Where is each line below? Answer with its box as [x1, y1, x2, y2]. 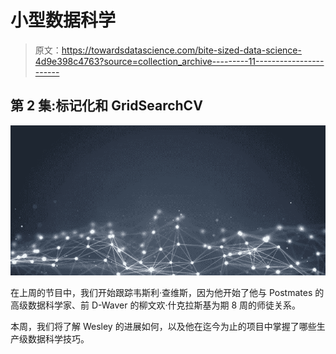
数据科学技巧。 [27, 333, 90, 345]
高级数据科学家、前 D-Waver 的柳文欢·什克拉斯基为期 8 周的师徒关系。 [10, 299, 302, 311]
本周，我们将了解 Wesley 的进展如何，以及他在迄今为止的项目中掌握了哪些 [10, 321, 317, 333]
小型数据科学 [10, 9, 117, 32]
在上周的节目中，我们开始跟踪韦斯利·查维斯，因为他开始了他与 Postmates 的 [10, 287, 325, 299]
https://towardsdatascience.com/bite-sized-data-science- [61, 44, 302, 56]
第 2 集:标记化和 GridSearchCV [10, 97, 203, 115]
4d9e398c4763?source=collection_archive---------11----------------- [34, 55, 325, 67]
